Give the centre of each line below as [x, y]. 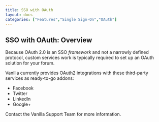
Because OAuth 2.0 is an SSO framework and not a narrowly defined [77, 52]
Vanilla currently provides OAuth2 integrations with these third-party [77, 73]
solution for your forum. [30, 63]
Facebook [23, 88]
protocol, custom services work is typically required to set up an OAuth [80, 58]
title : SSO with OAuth [29, 10]
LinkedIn [22, 99]
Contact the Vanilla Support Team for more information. [63, 114]
